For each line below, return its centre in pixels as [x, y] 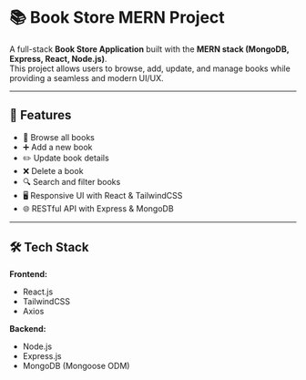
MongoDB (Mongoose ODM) [76, 365]
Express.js [42, 355]
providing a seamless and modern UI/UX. [87, 77]
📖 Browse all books [59, 137]
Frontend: [29, 273]
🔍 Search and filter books [71, 181]
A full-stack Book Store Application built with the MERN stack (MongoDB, [149, 49]
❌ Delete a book [53, 170]
